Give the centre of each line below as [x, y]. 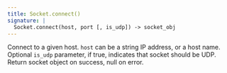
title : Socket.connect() [44, 14]
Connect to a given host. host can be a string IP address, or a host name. [114, 47]
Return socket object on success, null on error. [76, 62]
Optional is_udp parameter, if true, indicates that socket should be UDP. [112, 55]
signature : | [27, 21]
